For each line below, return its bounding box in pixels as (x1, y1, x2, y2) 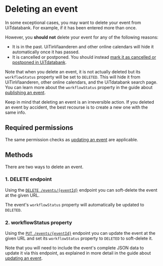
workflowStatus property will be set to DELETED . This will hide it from (5, 74, 141, 80)
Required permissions (5, 124, 74, 132)
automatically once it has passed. (12, 49, 80, 55)
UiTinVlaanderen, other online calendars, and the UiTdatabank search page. (5, 79, 158, 85)
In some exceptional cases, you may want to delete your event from (5, 20, 142, 25)
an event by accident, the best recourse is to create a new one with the (5, 104, 148, 110)
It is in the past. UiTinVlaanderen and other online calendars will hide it (12, 44, 154, 49)
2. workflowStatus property (5, 219, 72, 226)
